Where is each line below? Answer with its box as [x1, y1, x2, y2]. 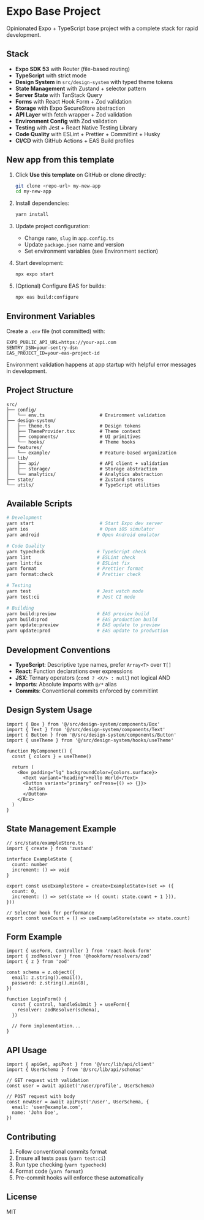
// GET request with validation [6, 1078, 89, 1084]
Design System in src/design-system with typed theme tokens [15, 78, 173, 85]
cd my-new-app [15, 188, 51, 194]
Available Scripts [6, 498, 72, 508]
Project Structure [6, 385, 74, 396]
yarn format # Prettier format [6, 566, 144, 572]
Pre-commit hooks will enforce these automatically [15, 1174, 144, 1181]
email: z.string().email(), [12, 975, 84, 981]
